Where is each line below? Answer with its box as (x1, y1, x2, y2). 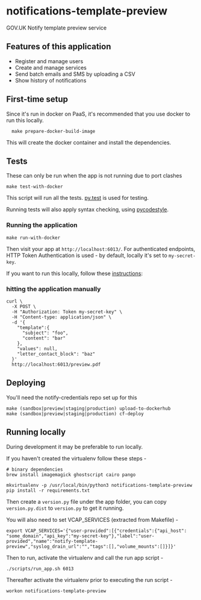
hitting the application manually (6, 285, 101, 293)
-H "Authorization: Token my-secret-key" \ (11, 309, 122, 315)
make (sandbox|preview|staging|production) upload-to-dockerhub (6, 405, 171, 412)
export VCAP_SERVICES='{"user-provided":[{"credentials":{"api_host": (6, 528, 187, 534)
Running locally (6, 427, 66, 438)
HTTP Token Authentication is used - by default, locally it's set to (6, 252, 167, 259)
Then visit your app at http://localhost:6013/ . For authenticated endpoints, (6, 245, 196, 252)
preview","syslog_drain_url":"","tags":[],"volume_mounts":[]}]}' (6, 543, 176, 549)
